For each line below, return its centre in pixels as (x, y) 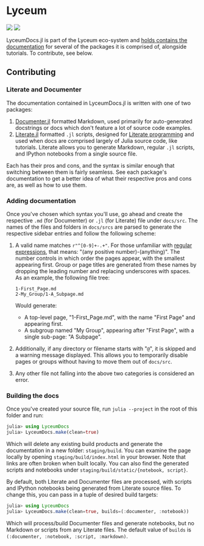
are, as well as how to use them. (47, 185)
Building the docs (33, 395)
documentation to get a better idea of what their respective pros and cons (99, 178)
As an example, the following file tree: (62, 278)
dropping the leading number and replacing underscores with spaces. (103, 271)
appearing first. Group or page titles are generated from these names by (106, 264)
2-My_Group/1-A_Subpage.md (49, 294)
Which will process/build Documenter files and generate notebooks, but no (100, 523)
